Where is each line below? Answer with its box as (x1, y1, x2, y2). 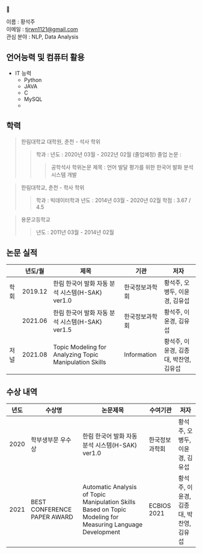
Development (82, 528, 120, 537)
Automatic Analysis (82, 483, 137, 491)
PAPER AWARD (31, 513, 73, 522)
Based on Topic (82, 505, 127, 514)
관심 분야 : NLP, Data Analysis (6, 33, 79, 40)
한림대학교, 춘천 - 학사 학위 (20, 183, 85, 191)
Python (23, 76, 42, 84)
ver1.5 (53, 325, 72, 334)
